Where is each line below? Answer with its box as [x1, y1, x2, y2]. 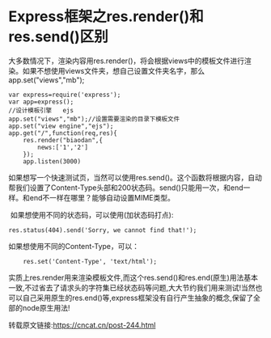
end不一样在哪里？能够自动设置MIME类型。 [29, 192, 176, 202]
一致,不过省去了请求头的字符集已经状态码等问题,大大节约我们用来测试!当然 [8, 282, 256, 292]
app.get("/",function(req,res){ [8, 129, 117, 137]
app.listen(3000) [23, 157, 82, 166]
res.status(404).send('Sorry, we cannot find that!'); [8, 226, 197, 234]
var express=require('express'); [8, 91, 121, 99]
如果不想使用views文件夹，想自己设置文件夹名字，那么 [22, 65, 205, 75]
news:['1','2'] [37, 143, 89, 151]
